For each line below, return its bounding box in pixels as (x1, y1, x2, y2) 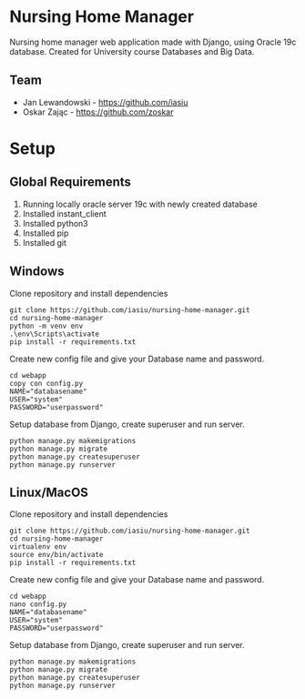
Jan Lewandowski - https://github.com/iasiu (22, 96, 188, 107)
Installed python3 (22, 218, 88, 228)
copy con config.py (9, 379, 84, 388)
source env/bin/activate (9, 551, 104, 560)
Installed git (22, 237, 66, 248)
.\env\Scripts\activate (9, 329, 100, 339)
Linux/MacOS (9, 484, 89, 500)
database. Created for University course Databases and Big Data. (9, 46, 255, 56)
